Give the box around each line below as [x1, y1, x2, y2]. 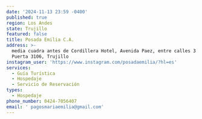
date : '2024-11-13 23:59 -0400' [6, 8, 88, 15]
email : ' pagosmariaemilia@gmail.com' [6, 103, 104, 110]
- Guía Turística [11, 70, 56, 76]
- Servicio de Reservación [11, 82, 80, 88]
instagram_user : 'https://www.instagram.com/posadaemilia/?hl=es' [6, 59, 177, 65]
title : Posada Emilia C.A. [6, 37, 74, 43]
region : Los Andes [6, 20, 53, 26]
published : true [6, 14, 47, 20]
